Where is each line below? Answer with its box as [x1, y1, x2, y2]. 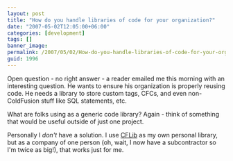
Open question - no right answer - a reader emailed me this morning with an [7, 74, 225, 83]
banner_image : [7, 42, 49, 49]
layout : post [7, 10, 45, 17]
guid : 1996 [7, 56, 39, 62]
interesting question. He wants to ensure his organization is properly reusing [7, 81, 225, 90]
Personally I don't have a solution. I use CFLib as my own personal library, [7, 130, 218, 139]
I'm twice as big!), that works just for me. [7, 145, 124, 153]
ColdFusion [7, 96, 40, 105]
